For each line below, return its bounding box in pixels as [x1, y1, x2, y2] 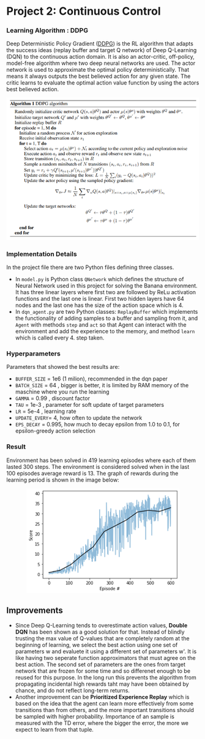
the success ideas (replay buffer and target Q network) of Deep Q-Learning [6, 47, 197, 54]
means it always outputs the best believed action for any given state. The [6, 72, 191, 80]
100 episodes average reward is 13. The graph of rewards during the [6, 469, 179, 477]
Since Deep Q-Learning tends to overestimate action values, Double [15, 621, 188, 629]
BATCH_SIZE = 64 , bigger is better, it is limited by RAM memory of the [15, 382, 189, 389]
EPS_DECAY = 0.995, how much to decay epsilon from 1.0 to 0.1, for [15, 421, 181, 428]
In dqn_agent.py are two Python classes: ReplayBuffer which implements [15, 308, 198, 316]
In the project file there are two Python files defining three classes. [6, 263, 174, 271]
